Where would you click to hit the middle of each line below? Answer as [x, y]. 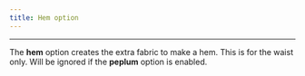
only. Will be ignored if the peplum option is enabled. [108, 62]
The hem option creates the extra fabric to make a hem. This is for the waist [151, 52]
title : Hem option [44, 18]
